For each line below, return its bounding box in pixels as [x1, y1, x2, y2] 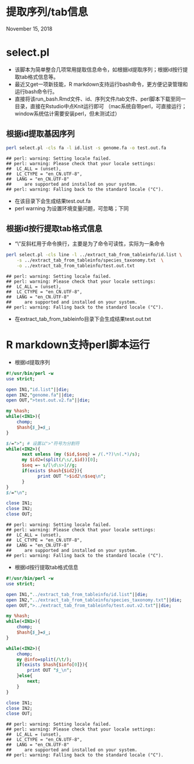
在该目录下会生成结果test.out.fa [14, 197, 91, 205]
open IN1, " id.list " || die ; [6, 386, 69, 393]
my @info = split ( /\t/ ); [16, 656, 72, 662]
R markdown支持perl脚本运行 [6, 339, 150, 351]
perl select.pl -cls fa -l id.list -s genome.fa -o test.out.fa [6, 145, 166, 150]
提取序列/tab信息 [6, 5, 89, 19]
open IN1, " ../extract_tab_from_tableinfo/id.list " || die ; [6, 591, 148, 597]
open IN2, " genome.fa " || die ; [6, 392, 75, 398]
